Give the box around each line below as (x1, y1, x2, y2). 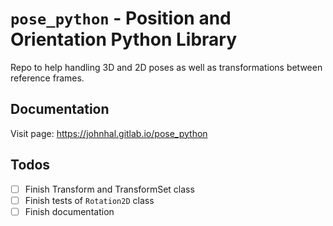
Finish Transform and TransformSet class (24, 183, 195, 195)
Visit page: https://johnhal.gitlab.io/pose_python (10, 127, 208, 139)
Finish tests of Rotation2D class (24, 194, 155, 206)
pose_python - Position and (10, 7, 232, 30)
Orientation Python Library (10, 28, 238, 51)
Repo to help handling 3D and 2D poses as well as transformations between (10, 61, 323, 73)
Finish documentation (24, 205, 115, 217)
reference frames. (10, 72, 85, 84)
